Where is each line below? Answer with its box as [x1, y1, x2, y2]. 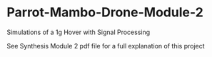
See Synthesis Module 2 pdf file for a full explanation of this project [6, 41, 205, 50]
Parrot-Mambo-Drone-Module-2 [6, 4, 204, 21]
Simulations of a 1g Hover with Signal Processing [6, 28, 151, 36]
